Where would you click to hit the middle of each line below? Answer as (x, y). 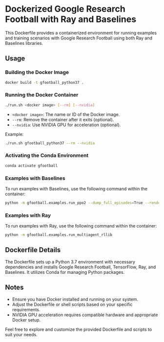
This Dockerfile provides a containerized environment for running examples (81, 33)
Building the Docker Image (37, 73)
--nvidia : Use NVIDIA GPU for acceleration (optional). (66, 125)
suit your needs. (21, 334)
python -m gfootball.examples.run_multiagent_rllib (59, 235)
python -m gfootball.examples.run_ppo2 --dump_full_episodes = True (74, 203)
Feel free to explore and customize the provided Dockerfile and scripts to (79, 329)
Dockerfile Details (33, 250)
